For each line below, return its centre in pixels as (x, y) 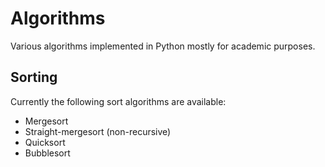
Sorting (34, 77)
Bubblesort (47, 153)
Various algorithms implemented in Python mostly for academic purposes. (163, 46)
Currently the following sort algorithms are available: (118, 101)
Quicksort (45, 142)
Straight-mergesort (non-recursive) (98, 131)
